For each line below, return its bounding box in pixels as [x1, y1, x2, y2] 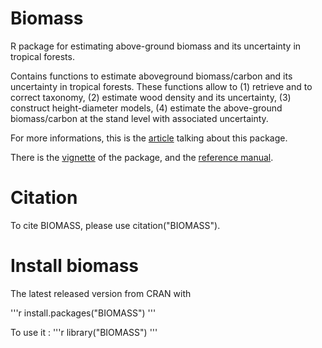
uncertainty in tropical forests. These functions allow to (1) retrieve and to [10, 80, 313, 92]
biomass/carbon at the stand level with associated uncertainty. [10, 112, 269, 124]
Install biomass [10, 255, 140, 277]
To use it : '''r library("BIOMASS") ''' [10, 326, 158, 338]
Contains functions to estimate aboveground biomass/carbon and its [10, 70, 293, 82]
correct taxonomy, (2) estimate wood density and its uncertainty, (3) [10, 91, 292, 103]
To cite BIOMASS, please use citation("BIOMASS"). [10, 219, 221, 231]
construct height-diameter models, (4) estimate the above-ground [10, 102, 283, 114]
